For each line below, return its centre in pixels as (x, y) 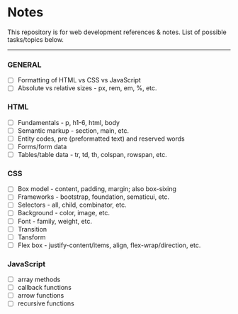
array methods (39, 280)
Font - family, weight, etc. (55, 221)
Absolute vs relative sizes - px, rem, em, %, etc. (87, 88)
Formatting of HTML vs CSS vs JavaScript (79, 80)
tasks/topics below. (35, 39)
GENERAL (24, 65)
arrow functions (41, 296)
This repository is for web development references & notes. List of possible (117, 32)
